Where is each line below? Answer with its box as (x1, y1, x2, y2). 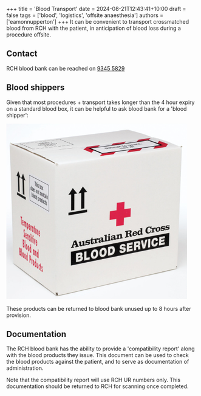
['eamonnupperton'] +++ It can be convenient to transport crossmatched (6, 18, 189, 25)
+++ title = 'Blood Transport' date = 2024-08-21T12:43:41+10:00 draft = (6, 5, 186, 12)
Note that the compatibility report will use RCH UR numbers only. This (6, 377, 181, 384)
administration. (6, 364, 44, 372)
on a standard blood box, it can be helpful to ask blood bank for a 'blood (6, 105, 187, 112)
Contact (6, 49, 38, 59)
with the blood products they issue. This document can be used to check (6, 352, 189, 359)
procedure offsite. (6, 31, 52, 38)
